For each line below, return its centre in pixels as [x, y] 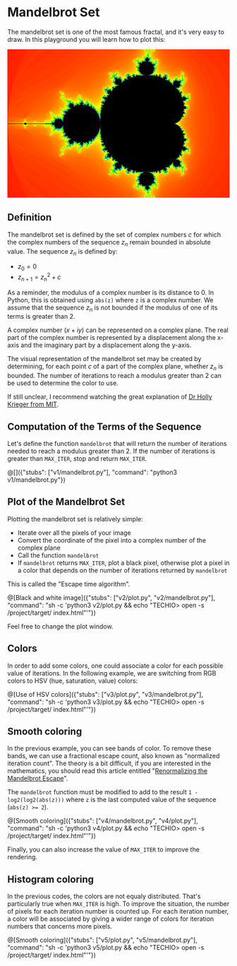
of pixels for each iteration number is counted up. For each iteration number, [118, 912]
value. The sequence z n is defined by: [62, 252]
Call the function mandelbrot [58, 555]
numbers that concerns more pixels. [60, 926]
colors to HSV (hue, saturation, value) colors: [73, 681]
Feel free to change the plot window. [60, 626]
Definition [29, 217]
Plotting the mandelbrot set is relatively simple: [75, 519]
